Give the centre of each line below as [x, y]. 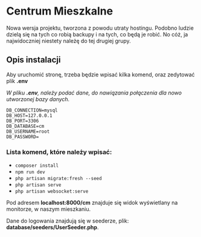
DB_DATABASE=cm [25, 126]
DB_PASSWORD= [23, 137]
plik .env [17, 81]
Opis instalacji [33, 60]
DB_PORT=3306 [23, 121]
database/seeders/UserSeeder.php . [53, 227]
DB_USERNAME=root [28, 132]
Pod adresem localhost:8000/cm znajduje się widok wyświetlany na [92, 203]
